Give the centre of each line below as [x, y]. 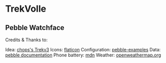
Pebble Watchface [35, 28]
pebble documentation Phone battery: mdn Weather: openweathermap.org [83, 55]
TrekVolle [26, 9]
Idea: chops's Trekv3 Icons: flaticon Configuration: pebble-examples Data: [83, 50]
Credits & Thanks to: [27, 40]
